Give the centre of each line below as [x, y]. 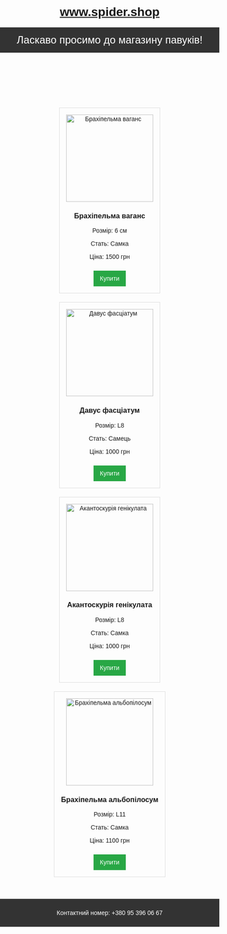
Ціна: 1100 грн [110, 841]
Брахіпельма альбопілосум [110, 799]
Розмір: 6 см [110, 231]
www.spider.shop [110, 12]
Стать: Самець [110, 438]
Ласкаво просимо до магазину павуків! [110, 40]
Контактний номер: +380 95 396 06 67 [110, 913]
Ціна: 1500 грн [110, 257]
